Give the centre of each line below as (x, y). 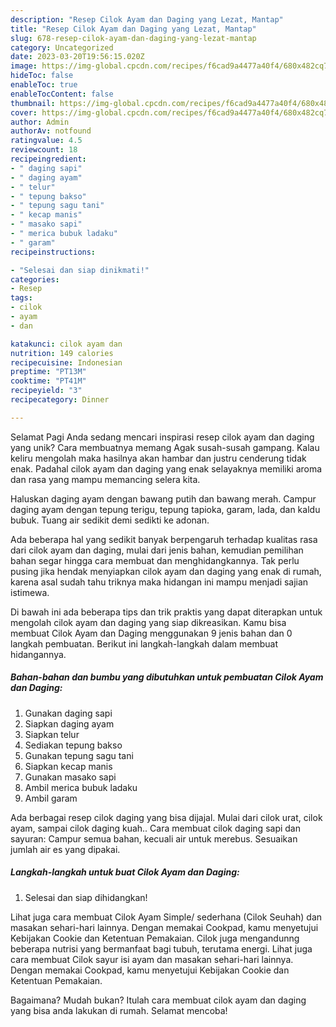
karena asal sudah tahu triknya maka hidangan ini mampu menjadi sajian (159, 582)
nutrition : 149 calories (62, 353)
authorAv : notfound (51, 131)
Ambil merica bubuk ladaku (81, 787)
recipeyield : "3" (46, 391)
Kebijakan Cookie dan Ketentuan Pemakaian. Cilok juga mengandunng (155, 938)
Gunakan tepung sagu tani (79, 755)
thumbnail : (33, 103)
